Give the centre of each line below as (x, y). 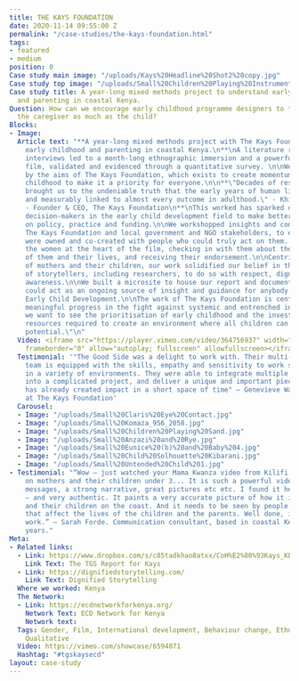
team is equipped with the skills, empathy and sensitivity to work (155, 365)
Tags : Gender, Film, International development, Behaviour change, (145, 630)
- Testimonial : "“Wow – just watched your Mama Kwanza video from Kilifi (149, 473)
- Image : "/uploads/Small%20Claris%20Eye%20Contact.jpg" (125, 415)
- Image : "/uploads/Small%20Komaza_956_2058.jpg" (111, 423)
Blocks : (24, 126)
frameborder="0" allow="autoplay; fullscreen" (113, 348)
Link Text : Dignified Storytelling (91, 580)
